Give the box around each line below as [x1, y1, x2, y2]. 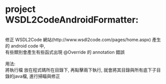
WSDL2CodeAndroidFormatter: [5, 14, 139, 25]
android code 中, [11, 42, 46, 48]
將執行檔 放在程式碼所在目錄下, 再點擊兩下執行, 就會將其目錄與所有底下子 [5, 66, 156, 73]
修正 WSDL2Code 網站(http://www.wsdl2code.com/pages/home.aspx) [5, 36, 151, 42]
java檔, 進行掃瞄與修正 [14, 73, 60, 79]
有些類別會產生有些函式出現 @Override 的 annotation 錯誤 [5, 49, 125, 55]
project [5, 3, 36, 15]
